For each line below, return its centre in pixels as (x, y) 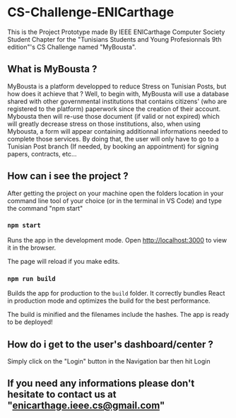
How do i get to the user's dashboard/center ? (110, 344)
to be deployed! (30, 322)
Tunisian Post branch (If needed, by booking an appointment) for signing (113, 146)
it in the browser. (32, 248)
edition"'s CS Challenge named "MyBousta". (72, 47)
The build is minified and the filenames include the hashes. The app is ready (118, 315)
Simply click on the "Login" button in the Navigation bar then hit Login (109, 361)
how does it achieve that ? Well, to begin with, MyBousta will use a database (118, 93)
